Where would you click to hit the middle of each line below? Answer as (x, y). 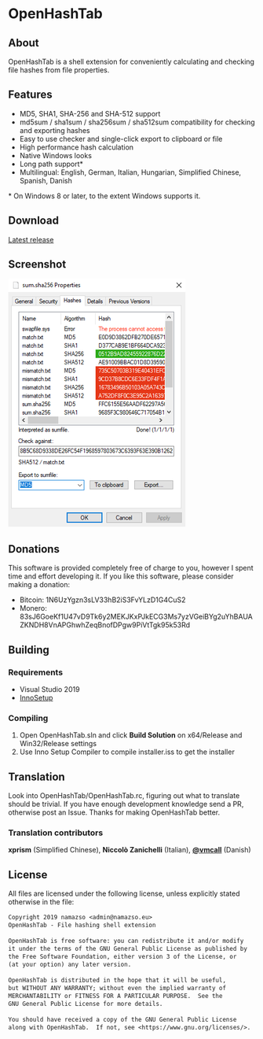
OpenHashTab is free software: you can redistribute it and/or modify (126, 941)
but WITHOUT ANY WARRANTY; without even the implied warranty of (117, 989)
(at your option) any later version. (70, 965)
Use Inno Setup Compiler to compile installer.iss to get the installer (127, 752)
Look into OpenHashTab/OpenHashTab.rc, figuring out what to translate (124, 796)
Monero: (33, 608)
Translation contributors (56, 833)
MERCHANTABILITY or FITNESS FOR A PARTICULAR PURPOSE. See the (115, 996)
